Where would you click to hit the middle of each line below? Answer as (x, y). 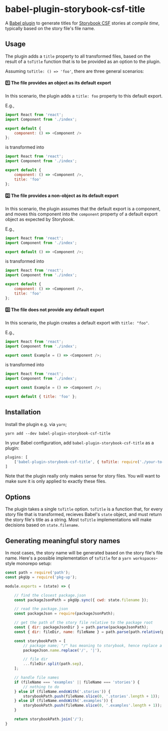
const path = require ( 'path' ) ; (38, 573)
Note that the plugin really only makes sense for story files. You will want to (83, 476)
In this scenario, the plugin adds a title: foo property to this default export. (84, 95)
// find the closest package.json (50, 595)
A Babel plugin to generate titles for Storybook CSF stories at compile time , (82, 23)
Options (18, 497)
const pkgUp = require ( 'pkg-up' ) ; (41, 577)
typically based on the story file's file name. (50, 28)
